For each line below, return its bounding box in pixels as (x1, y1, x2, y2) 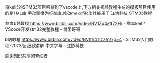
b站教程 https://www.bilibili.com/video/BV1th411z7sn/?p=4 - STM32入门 (5, 37, 149, 42)
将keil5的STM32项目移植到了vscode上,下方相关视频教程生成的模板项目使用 (5, 4, 156, 10)
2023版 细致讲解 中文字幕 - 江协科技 (11, 43, 84, 48)
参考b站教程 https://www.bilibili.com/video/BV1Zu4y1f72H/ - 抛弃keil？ (5, 21, 147, 26)
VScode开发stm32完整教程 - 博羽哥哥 (5, 26, 81, 32)
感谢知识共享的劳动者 (5, 53, 48, 59)
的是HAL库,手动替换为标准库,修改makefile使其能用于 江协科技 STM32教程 (5, 10, 152, 16)
